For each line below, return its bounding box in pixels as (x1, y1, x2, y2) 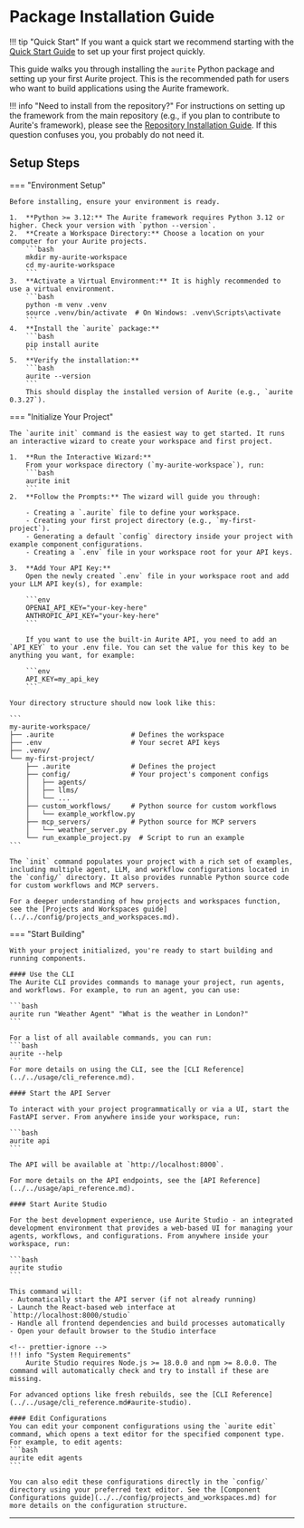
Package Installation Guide (9, 6, 215, 27)
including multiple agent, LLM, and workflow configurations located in (9, 865, 290, 874)
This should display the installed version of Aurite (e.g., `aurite (25, 387, 294, 396)
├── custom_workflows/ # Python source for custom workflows (25, 801, 278, 810)
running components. (9, 953, 88, 962)
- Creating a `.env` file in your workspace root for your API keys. (25, 547, 294, 556)
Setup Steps (9, 156, 80, 171)
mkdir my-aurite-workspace (25, 252, 128, 262)
